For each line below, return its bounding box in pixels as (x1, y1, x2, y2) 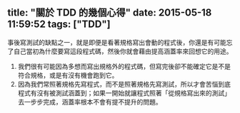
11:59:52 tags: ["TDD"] (7, 18, 111, 31)
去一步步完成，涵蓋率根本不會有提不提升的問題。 (17, 97, 162, 106)
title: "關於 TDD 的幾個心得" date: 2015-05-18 (7, 6, 212, 19)
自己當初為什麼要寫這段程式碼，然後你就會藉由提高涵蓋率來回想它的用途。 (13, 47, 233, 55)
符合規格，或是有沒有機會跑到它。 (17, 70, 119, 80)
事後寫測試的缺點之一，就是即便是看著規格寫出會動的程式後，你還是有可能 (7, 38, 226, 46)
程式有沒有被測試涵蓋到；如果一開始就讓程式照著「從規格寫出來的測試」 (17, 88, 231, 97)
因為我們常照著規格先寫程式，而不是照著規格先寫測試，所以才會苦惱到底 (17, 80, 231, 88)
